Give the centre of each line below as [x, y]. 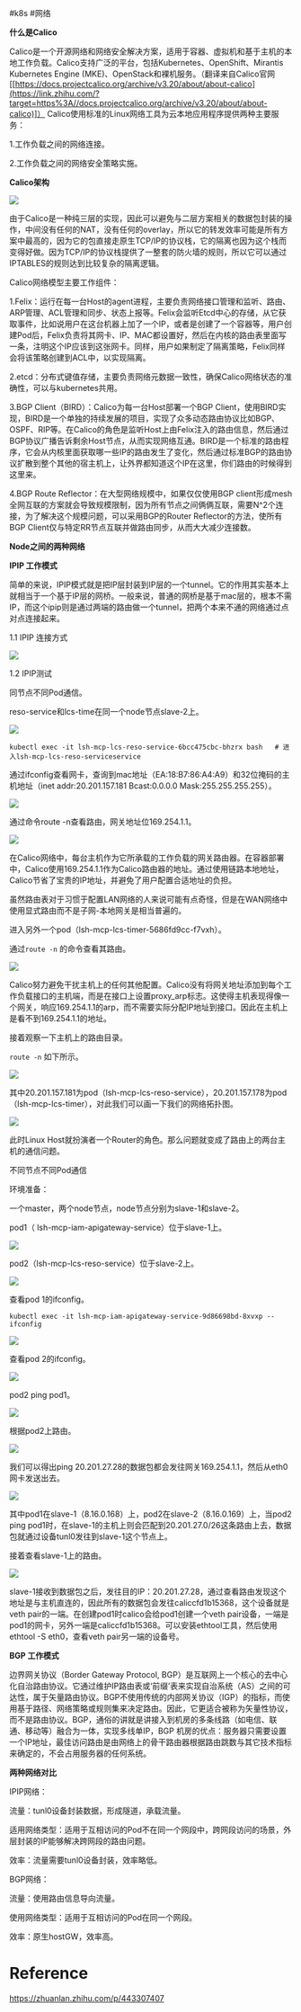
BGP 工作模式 [35, 1656]
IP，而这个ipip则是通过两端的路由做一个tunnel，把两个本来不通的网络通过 [145, 607]
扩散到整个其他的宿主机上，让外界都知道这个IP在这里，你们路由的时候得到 [154, 463]
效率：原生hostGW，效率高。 [64, 1936]
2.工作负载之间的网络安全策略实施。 [76, 163]
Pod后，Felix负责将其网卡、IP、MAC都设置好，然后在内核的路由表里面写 [151, 335]
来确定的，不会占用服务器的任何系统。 [80, 1753]
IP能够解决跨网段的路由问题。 [95, 1841]
